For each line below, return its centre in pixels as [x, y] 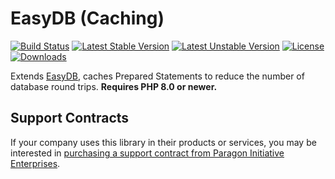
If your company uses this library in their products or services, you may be [163, 142]
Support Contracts [70, 118]
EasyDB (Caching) [87, 18]
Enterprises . [35, 163]
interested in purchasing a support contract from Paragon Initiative [147, 153]
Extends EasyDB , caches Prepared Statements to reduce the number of [157, 76]
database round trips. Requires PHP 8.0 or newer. [114, 86]
